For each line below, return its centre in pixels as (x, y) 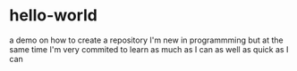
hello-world (54, 16)
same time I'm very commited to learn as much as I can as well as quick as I (149, 49)
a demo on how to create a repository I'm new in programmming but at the (146, 40)
